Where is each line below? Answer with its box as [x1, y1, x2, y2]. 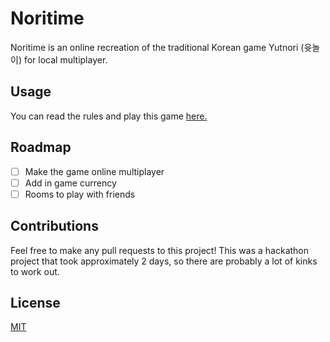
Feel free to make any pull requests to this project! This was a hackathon [10, 244, 310, 256]
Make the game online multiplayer [24, 165, 165, 177]
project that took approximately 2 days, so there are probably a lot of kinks [10, 255, 318, 267]
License [10, 294, 61, 311]
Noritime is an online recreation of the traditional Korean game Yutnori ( [10, 41, 305, 53]
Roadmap [10, 139, 72, 156]
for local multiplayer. [23, 53, 108, 66]
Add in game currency [24, 177, 117, 189]
